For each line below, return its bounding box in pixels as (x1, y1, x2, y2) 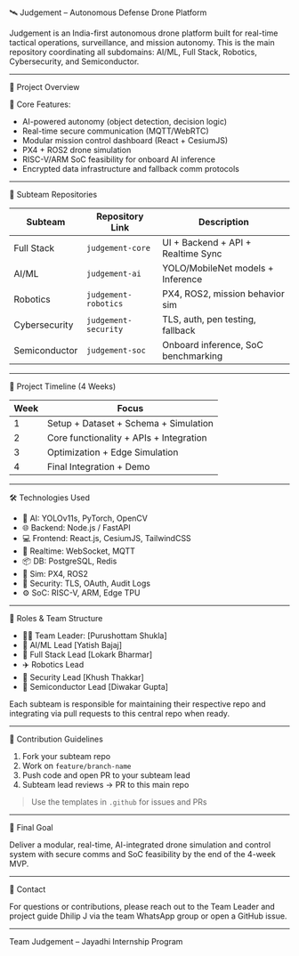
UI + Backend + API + (161, 237, 252, 248)
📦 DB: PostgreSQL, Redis (21, 555, 117, 566)
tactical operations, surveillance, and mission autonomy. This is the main (9, 37, 275, 47)
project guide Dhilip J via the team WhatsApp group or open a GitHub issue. (9, 911, 287, 921)
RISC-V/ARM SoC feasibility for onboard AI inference (21, 154, 216, 165)
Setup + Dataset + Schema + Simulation (47, 417, 214, 429)
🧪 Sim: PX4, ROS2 (21, 569, 89, 579)
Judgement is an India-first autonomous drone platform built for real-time (9, 28, 279, 38)
